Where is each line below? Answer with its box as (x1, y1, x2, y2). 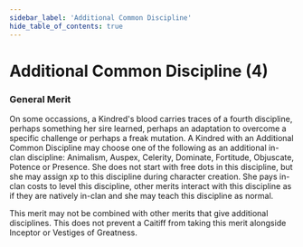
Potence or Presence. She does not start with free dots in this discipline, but (9, 161, 293, 172)
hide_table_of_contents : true (9, 22, 124, 31)
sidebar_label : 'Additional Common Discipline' (9, 13, 193, 23)
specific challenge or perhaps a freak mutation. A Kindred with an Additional (9, 132, 294, 143)
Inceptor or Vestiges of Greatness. (9, 227, 137, 238)
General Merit (9, 92, 71, 105)
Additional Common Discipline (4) (9, 61, 269, 81)
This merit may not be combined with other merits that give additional (9, 207, 269, 218)
